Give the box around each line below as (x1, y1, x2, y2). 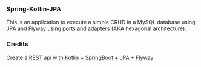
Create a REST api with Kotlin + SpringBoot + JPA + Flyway (6, 54, 154, 61)
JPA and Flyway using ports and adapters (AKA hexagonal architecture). (6, 25, 186, 32)
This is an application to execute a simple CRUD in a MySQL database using (6, 19, 196, 26)
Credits (6, 40, 28, 48)
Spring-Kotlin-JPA (6, 5, 62, 13)
